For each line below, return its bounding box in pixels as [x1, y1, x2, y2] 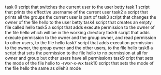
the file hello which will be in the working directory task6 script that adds [5, 30, 150, 35]
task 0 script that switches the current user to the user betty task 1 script [5, 4, 150, 10]
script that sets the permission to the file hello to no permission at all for [5, 50, 148, 56]
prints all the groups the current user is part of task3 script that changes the [5, 14, 156, 20]
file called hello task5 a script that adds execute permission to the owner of [5, 25, 155, 30]
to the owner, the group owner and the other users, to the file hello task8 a [5, 45, 153, 50]
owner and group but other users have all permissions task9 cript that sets [5, 55, 154, 61]
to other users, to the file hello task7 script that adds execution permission [5, 40, 153, 45]
